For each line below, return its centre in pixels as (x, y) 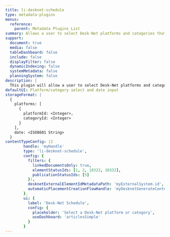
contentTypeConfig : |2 (29, 142)
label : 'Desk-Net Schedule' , (58, 203)
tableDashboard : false (34, 52)
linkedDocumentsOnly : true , (62, 165)
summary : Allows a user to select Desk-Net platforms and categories (80, 33)
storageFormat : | (24, 95)
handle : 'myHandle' (44, 147)
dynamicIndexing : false (35, 66)
